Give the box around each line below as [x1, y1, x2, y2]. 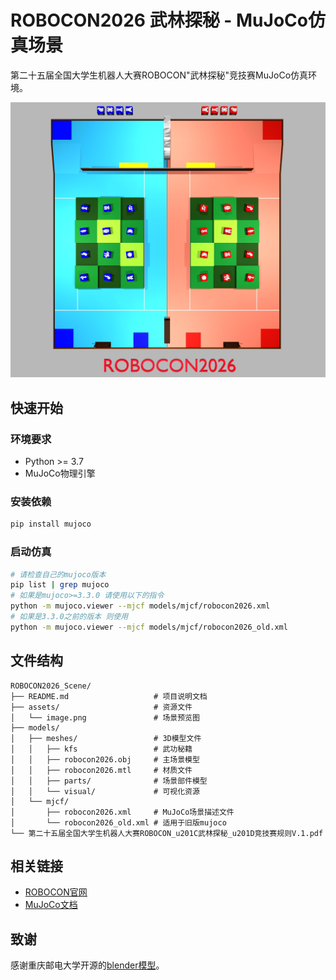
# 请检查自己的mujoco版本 [10, 569, 107, 580]
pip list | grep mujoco [10, 580, 110, 590]
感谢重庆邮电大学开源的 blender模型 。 [10, 959, 165, 971]
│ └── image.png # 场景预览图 [10, 712, 200, 723]
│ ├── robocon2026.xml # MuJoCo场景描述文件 [10, 807, 235, 817]
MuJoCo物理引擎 [24, 467, 96, 480]
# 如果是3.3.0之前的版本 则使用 [10, 612, 129, 622]
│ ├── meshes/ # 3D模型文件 [10, 733, 202, 743]
